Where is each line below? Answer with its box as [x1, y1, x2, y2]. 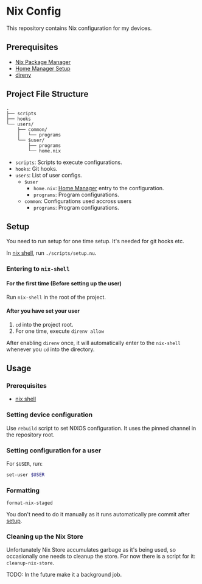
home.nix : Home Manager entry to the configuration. [33, 184, 164, 191]
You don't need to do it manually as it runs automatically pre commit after [6, 511, 190, 518]
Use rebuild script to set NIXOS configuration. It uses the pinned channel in [6, 424, 197, 432]
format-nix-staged [6, 500, 53, 507]
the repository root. [6, 431, 55, 438]
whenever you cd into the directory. [6, 346, 95, 353]
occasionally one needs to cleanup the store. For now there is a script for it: [6, 553, 196, 560]
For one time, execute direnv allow [15, 327, 105, 335]
